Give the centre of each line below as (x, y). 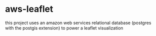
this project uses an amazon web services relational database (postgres (78, 23)
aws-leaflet (29, 9)
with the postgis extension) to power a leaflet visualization (64, 28)
